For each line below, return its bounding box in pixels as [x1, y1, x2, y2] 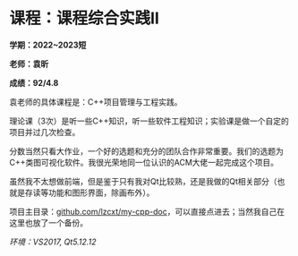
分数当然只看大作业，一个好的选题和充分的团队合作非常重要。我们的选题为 [9, 145, 284, 157]
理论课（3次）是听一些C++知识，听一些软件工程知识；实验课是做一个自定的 [9, 115, 289, 126]
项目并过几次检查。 [9, 126, 81, 137]
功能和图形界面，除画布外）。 [47, 187, 155, 198]
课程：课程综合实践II [9, 8, 159, 29]
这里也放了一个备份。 [9, 217, 88, 228]
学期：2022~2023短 [9, 39, 87, 50]
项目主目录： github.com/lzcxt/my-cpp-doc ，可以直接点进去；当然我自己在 [9, 206, 285, 217]
